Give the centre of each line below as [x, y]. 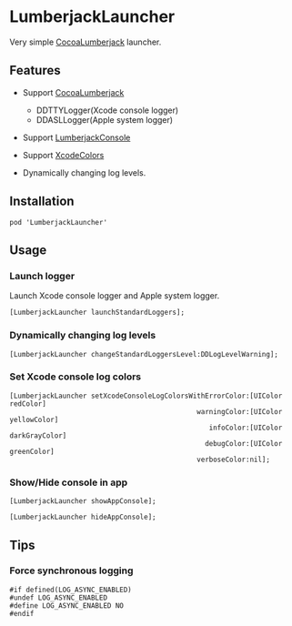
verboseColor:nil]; [234, 459]
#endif [22, 613]
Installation [42, 202]
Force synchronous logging [71, 570]
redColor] [28, 404]
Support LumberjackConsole [76, 137]
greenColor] [32, 451]
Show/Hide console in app [69, 482]
